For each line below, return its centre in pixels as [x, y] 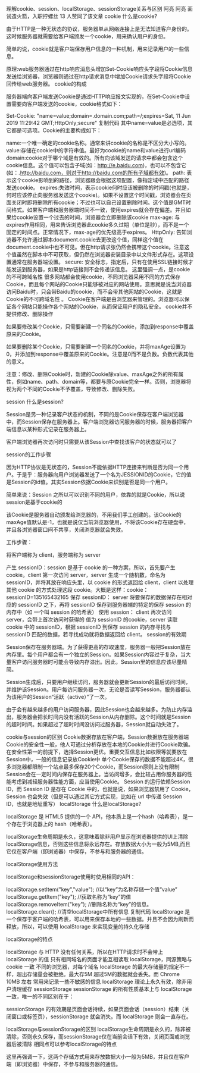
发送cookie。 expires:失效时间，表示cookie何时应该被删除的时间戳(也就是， [99, 187]
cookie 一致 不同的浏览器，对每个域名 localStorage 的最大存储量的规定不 [95, 967]
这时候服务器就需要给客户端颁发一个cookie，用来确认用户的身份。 [87, 36]
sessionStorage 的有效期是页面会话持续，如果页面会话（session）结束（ [95, 1009]
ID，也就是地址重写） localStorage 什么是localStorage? [74, 804]
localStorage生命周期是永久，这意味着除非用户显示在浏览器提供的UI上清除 [97, 837]
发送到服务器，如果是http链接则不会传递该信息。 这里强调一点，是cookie [101, 269]
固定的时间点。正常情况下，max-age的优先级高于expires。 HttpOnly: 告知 [97, 232]
